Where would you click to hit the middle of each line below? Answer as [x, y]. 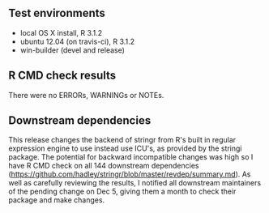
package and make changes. [57, 200]
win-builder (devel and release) [73, 50]
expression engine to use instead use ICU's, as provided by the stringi [125, 148]
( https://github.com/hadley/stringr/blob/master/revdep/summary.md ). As [130, 174]
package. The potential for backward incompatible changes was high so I [131, 157]
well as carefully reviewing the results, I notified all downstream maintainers [135, 183]
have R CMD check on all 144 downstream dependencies [104, 166]
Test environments [57, 13]
